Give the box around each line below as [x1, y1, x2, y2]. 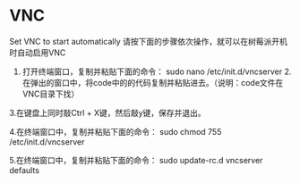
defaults [9, 164, 40, 175]
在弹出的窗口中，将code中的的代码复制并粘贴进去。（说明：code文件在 [21, 77, 284, 87]
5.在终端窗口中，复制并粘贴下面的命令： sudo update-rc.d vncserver [9, 154, 263, 165]
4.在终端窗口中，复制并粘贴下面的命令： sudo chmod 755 [9, 126, 222, 137]
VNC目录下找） [21, 88, 80, 99]
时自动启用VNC [9, 46, 66, 58]
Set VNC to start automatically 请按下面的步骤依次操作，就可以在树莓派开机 [9, 36, 288, 46]
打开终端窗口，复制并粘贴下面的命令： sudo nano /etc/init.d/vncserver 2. [21, 66, 292, 77]
